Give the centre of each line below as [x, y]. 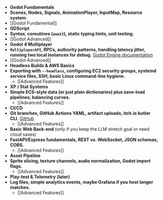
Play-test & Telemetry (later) [40, 177]
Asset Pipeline [25, 156]
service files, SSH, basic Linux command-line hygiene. [68, 76]
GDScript [20, 28]
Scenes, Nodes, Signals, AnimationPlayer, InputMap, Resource [76, 12]
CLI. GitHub [22, 118]
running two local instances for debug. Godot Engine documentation [81, 55]
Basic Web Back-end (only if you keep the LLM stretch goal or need [80, 129]
